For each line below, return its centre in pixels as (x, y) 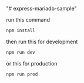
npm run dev (21, 52)
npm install (21, 30)
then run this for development (42, 41)
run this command (28, 20)
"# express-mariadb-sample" (42, 8)
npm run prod (22, 74)
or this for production (32, 63)
